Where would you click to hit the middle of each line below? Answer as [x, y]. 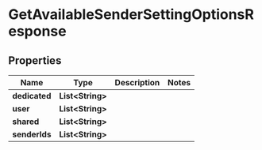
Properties [35, 60]
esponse [37, 31]
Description [137, 82]
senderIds [32, 134]
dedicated [32, 96]
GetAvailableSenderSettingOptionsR [131, 15]
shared [26, 122]
